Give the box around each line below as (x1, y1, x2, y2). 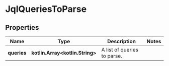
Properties (5, 23, 39, 32)
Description (107, 38, 136, 45)
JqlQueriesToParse (5, 3, 87, 15)
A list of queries (101, 46, 138, 53)
